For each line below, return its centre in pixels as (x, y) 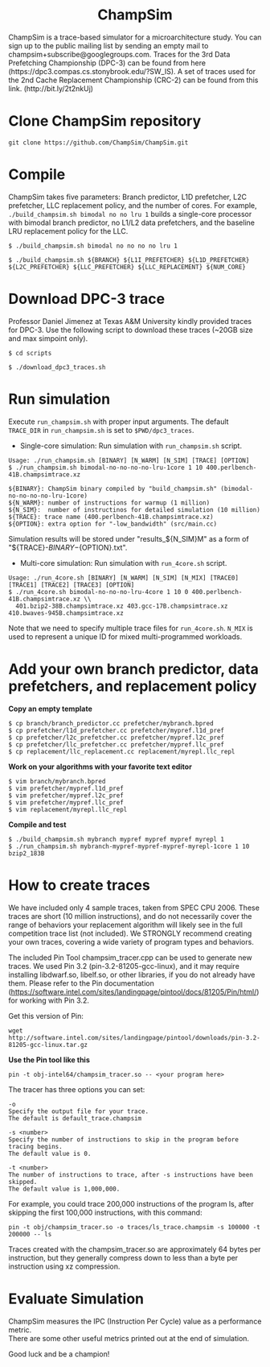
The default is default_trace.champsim (75, 1118)
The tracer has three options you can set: (77, 1089)
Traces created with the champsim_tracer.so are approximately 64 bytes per (135, 1249)
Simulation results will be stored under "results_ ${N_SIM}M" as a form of (129, 538)
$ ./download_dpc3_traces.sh (57, 367)
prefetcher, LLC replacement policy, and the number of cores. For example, (133, 205)
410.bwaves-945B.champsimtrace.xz (66, 613)
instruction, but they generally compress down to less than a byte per (123, 1257)
